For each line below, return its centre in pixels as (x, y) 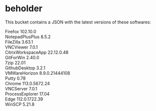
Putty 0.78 (15, 78)
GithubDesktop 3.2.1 (25, 68)
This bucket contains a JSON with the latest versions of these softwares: (78, 22)
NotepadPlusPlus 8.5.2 (28, 37)
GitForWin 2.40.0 (22, 57)
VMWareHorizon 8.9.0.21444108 (38, 73)
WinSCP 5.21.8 (20, 104)
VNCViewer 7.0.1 (21, 47)
